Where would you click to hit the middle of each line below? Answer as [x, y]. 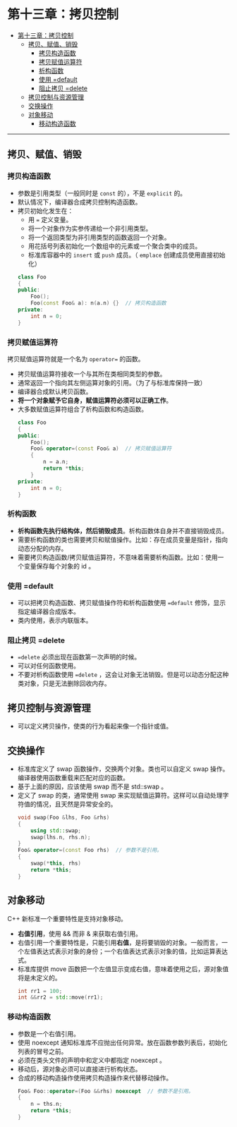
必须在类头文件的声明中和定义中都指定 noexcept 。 [91, 1060]
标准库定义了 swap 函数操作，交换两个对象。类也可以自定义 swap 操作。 [123, 769]
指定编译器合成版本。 [48, 611]
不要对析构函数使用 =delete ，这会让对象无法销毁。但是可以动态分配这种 [123, 675]
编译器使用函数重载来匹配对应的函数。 [73, 777]
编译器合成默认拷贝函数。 [55, 391]
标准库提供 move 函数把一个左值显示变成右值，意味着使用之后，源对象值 [123, 969]
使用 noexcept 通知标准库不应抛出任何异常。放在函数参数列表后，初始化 [122, 1042]
